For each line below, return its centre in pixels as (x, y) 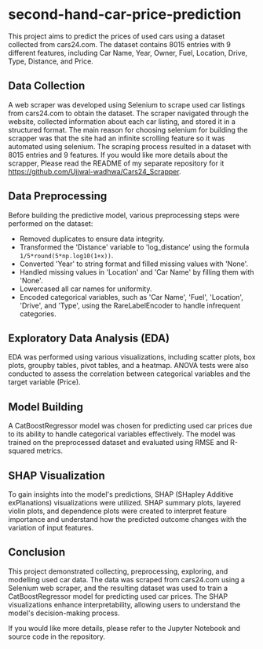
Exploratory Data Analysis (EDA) (89, 338)
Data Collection (47, 86)
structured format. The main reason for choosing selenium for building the (128, 129)
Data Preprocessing (58, 197)
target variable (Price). (44, 382)
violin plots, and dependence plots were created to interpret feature (118, 511)
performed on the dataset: (51, 223)
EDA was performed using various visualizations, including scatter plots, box (132, 357)
